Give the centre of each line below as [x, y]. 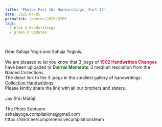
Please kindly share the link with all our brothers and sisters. [66, 88]
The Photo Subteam [25, 109]
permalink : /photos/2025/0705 [36, 19]
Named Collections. [25, 72]
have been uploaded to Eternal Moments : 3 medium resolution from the [78, 67]
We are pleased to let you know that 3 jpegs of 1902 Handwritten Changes [81, 62]
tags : [11, 23]
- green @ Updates [28, 32]
